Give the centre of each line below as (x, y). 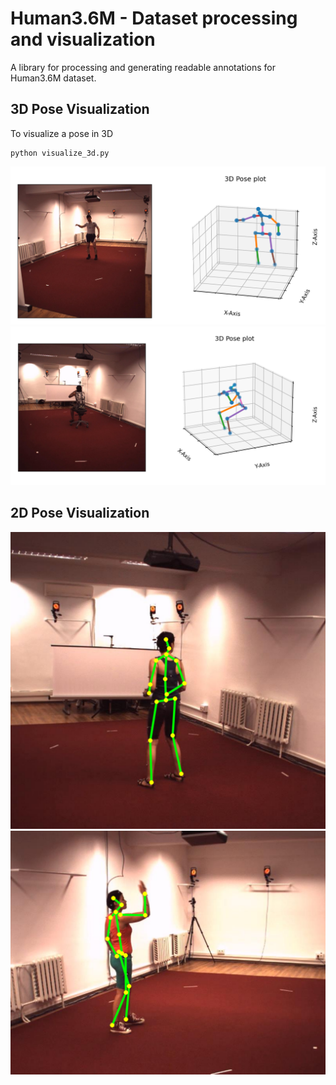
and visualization (83, 39)
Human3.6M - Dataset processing (154, 18)
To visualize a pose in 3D (62, 133)
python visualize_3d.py (60, 153)
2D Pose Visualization (80, 513)
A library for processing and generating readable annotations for (143, 67)
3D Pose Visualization (80, 109)
